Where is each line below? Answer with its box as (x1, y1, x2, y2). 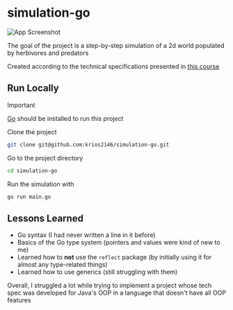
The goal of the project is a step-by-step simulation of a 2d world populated (7, 41, 225, 49)
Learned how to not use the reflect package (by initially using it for (17, 253, 212, 261)
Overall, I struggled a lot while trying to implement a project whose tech (7, 282, 212, 290)
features (7, 296, 31, 304)
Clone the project (7, 127, 57, 136)
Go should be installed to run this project (7, 114, 124, 122)
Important (7, 101, 35, 109)
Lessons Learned (7, 212, 83, 224)
